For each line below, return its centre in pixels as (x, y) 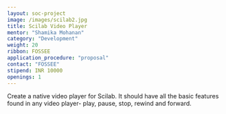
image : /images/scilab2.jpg (47, 20)
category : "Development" (43, 39)
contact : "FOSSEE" (33, 64)
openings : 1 (24, 77)
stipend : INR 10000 (35, 70)
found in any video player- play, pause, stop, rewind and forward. (100, 104)
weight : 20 (23, 45)
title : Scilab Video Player (47, 26)
